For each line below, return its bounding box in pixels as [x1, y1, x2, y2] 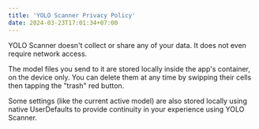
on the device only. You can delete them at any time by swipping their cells [8, 72, 252, 82]
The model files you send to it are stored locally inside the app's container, [8, 64, 251, 73]
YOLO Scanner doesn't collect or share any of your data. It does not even [8, 40, 247, 50]
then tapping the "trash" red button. [8, 80, 125, 90]
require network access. [8, 49, 88, 58]
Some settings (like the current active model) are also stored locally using [8, 96, 247, 105]
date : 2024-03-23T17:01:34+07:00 [8, 19, 118, 27]
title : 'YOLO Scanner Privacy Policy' [8, 11, 136, 20]
